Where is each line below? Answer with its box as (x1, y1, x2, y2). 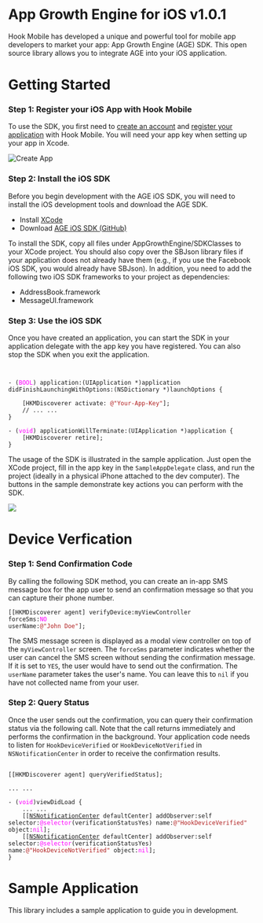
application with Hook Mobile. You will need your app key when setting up (8, 130, 247, 139)
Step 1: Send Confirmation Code (8, 559, 133, 570)
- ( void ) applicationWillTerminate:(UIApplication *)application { (8, 427, 234, 435)
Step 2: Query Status (8, 697, 90, 708)
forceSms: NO (8, 615, 47, 623)
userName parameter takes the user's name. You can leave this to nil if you (8, 669, 249, 678)
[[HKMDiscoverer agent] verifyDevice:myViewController (8, 608, 192, 616)
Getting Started (8, 76, 111, 94)
